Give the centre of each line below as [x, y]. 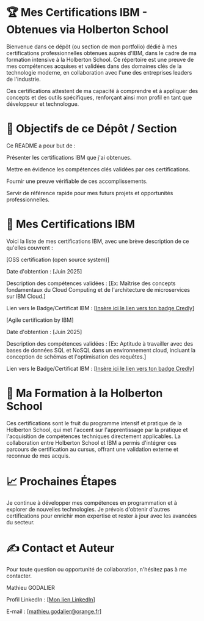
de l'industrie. [24, 79]
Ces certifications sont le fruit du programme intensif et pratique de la [94, 423]
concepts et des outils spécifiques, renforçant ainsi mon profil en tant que [99, 97]
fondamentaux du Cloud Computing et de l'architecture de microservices [98, 289]
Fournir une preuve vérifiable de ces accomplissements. [77, 181]
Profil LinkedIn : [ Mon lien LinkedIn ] [51, 599]
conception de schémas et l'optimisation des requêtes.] [76, 357]
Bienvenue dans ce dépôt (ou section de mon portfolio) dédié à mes [92, 46]
